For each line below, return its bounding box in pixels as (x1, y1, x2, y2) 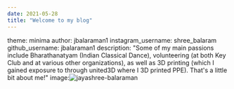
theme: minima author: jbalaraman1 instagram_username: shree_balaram (7, 36, 217, 44)
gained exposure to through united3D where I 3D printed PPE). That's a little (7, 66, 228, 74)
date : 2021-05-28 (7, 10, 58, 18)
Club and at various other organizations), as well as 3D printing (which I (7, 58, 214, 67)
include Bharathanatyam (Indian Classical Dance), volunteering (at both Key (7, 50, 226, 60)
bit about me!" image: (7, 73, 70, 81)
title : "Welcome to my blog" (7, 17, 93, 24)
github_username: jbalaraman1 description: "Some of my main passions (7, 43, 214, 52)
